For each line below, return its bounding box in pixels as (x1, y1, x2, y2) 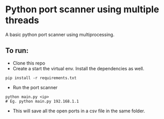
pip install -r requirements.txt (5, 75, 77, 81)
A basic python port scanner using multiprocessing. (5, 31, 115, 37)
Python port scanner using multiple (5, 4, 159, 15)
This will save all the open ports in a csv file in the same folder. (12, 108, 145, 114)
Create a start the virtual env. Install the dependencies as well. (12, 65, 145, 71)
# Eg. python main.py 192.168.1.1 (5, 98, 79, 104)
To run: (5, 46, 29, 55)
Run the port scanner (12, 84, 58, 90)
